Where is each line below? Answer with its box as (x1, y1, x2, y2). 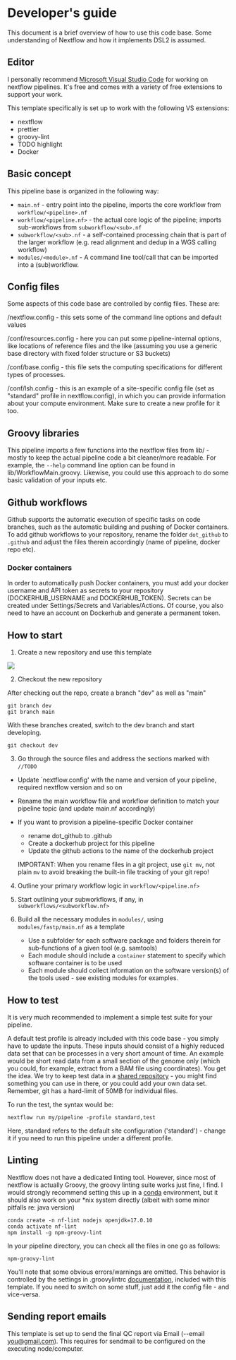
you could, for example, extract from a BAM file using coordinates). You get (7, 1064, 227, 1073)
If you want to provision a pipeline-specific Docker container (17, 818, 194, 827)
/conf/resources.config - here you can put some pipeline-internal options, (7, 334, 222, 343)
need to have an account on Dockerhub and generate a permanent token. (7, 609, 221, 617)
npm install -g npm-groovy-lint (7, 1229, 102, 1236)
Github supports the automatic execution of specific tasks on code (7, 515, 201, 523)
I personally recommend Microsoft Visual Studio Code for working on (7, 75, 209, 83)
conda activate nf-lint (7, 1223, 77, 1230)
